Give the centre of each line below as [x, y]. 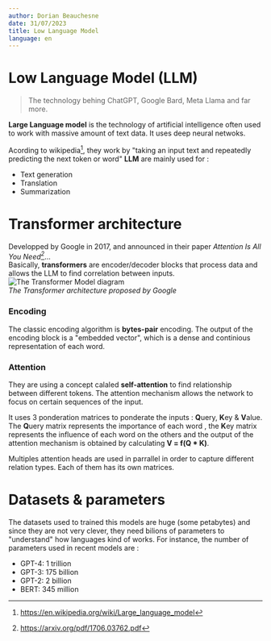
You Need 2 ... [29, 256]
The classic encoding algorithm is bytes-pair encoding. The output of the [131, 329]
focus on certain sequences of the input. [76, 402]
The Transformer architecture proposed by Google [93, 290]
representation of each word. [57, 346]
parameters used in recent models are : [74, 547]
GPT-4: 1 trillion [46, 563]
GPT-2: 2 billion [46, 581]
